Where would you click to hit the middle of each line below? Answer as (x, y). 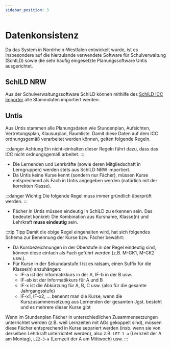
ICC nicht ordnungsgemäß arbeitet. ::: (45, 155)
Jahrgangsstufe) (38, 291)
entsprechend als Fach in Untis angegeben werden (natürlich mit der (85, 181)
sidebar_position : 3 (27, 10)
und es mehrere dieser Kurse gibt (55, 307)
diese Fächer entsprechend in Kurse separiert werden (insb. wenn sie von (83, 328)
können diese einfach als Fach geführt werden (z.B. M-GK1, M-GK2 (83, 253)
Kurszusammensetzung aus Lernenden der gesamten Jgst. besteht (91, 302)
